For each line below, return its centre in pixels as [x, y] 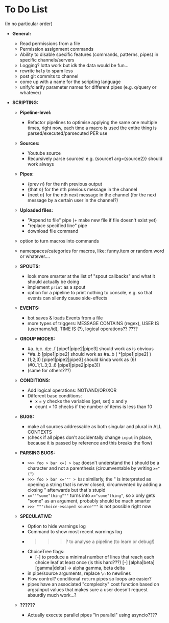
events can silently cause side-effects [67, 298]
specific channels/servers [47, 59]
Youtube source [44, 153]
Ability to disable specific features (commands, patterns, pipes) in [89, 54]
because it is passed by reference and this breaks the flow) [90, 443]
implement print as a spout [56, 287]
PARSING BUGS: [37, 453]
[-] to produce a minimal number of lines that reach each [94, 557]
